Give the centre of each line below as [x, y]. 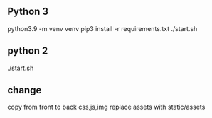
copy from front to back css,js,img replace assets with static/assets [106, 107]
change [25, 90]
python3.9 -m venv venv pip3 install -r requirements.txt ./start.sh [102, 28]
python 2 [28, 51]
